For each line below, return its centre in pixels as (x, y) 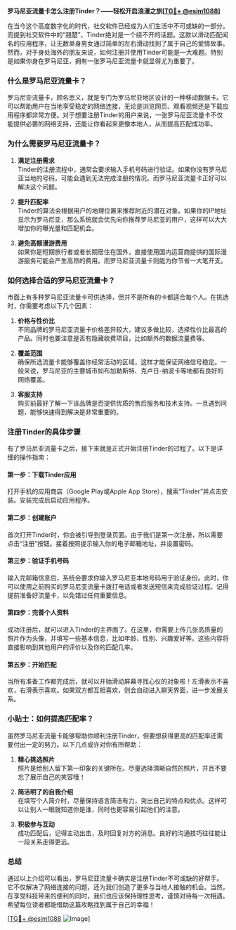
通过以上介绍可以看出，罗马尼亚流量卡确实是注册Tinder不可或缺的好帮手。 (115, 878)
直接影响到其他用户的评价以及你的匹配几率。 (72, 647)
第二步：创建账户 (32, 517)
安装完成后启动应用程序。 (56, 500)
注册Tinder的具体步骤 (44, 432)
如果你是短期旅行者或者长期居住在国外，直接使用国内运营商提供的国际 (119, 251)
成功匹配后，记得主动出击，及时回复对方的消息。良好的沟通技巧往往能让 (122, 833)
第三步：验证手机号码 (38, 561)
